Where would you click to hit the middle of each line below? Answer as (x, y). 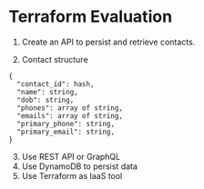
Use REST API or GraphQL (71, 156)
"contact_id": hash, (56, 84)
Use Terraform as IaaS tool (72, 175)
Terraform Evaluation (91, 17)
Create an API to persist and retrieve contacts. (108, 42)
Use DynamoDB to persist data (80, 166)
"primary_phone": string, (66, 124)
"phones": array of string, (70, 108)
